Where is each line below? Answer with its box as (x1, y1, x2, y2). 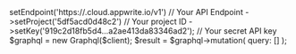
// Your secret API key (196, 26, 277, 36)
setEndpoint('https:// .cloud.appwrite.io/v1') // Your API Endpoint (9, 7, 243, 17)
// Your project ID (123, 16, 188, 27)
